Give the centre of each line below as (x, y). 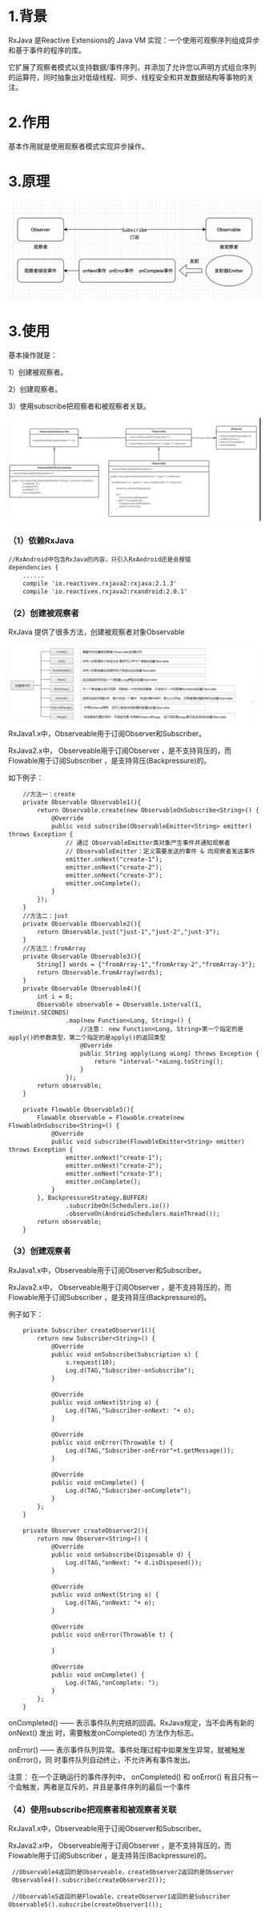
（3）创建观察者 (40, 1251)
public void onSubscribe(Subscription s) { (124, 1354)
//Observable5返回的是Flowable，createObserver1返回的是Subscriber (121, 1897)
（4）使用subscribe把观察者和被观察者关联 (93, 1809)
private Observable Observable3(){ (82, 956)
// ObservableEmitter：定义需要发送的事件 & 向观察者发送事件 (161, 851)
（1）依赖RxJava (41, 541)
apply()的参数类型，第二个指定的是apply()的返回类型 (87, 1037)
